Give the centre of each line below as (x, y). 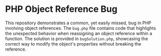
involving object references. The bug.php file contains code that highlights (81, 28)
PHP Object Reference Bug (61, 9)
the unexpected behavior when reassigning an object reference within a (79, 33)
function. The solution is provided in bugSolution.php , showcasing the (77, 39)
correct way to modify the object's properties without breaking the (73, 44)
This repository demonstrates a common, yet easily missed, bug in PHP (78, 23)
